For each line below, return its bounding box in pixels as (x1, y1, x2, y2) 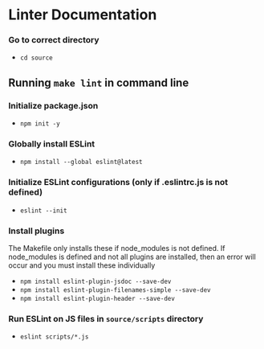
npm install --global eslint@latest (19, 158, 143, 166)
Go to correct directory (8, 35, 100, 46)
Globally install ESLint (8, 138, 95, 150)
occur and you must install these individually (8, 261, 156, 270)
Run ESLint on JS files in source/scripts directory (8, 313, 204, 324)
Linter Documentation (8, 6, 157, 24)
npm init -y (19, 120, 60, 128)
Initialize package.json (8, 100, 99, 111)
